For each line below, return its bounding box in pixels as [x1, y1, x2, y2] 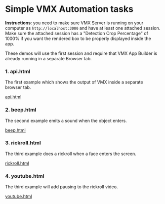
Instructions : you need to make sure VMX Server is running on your [5, 20, 144, 26]
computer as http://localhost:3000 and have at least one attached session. [5, 25, 161, 31]
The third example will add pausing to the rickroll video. [5, 184, 118, 190]
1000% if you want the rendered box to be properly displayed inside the [5, 36, 152, 41]
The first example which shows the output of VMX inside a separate [5, 79, 143, 85]
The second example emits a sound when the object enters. [5, 118, 127, 123]
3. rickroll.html [5, 139, 41, 146]
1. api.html [5, 68, 31, 75]
